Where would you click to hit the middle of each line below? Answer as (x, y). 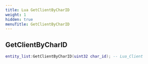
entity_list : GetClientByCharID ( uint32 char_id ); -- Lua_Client (74, 56)
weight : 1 (16, 15)
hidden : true (19, 19)
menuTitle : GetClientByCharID (38, 24)
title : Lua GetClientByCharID (38, 10)
